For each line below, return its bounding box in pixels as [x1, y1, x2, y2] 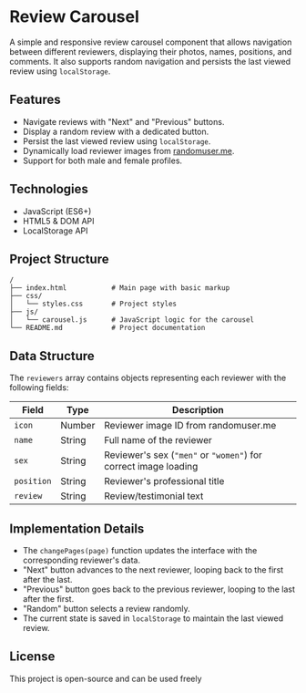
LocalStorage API [22, 225, 88, 236]
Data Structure [9, 348, 96, 364]
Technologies [9, 181, 89, 197]
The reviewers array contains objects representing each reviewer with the [9, 372, 287, 384]
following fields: [9, 382, 69, 393]
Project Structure [9, 251, 109, 266]
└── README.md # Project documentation [9, 324, 206, 333]
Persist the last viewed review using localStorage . [22, 135, 211, 147]
